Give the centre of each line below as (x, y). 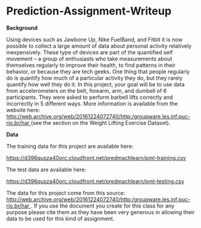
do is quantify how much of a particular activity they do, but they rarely (94, 78)
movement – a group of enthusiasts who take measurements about (89, 59)
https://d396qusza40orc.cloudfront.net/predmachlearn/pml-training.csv (96, 157)
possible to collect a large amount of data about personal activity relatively (99, 46)
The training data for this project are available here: (70, 146)
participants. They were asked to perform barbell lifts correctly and (90, 97)
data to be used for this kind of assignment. (60, 218)
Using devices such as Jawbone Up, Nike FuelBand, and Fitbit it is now (94, 39)
